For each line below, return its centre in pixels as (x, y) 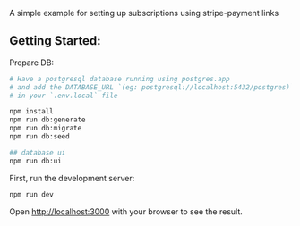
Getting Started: (55, 41)
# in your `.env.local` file (64, 96)
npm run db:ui (36, 161)
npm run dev (31, 194)
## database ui (38, 152)
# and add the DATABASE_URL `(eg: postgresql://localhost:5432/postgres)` (152, 87)
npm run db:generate (48, 120)
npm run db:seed (39, 137)
